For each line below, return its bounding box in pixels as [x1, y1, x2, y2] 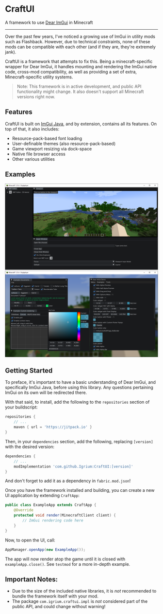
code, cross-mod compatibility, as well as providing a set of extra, [5, 69, 137, 74]
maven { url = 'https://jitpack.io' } [14, 425, 92, 429]
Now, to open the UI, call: [5, 537, 56, 543]
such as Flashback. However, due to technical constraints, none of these [5, 38, 150, 44]
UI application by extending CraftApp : [5, 493, 80, 499]
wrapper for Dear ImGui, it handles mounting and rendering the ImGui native [5, 63, 157, 69]
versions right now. [16, 93, 55, 99]
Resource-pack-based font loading [12, 135, 82, 141]
